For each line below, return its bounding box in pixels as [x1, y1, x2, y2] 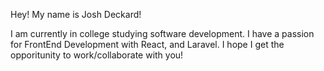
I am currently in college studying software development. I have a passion [10, 28, 315, 39]
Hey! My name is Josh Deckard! [10, 9, 142, 20]
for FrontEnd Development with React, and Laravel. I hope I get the [10, 39, 285, 50]
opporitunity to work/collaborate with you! [10, 49, 184, 61]
